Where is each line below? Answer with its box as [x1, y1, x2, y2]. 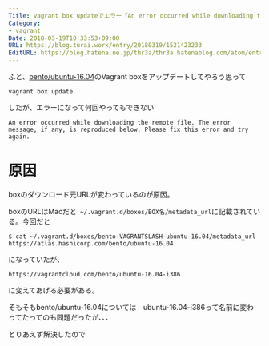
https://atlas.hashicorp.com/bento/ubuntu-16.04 [8, 239, 174, 248]
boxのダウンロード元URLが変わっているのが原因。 [8, 189, 175, 199]
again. [8, 133, 30, 141]
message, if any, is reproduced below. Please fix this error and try [8, 125, 249, 133]
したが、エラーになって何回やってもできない [8, 103, 155, 112]
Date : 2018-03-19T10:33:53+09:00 [8, 34, 120, 42]
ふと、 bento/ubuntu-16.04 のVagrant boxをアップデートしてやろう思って [8, 72, 247, 81]
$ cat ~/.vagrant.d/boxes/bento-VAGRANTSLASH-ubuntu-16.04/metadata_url [8, 233, 256, 241]
